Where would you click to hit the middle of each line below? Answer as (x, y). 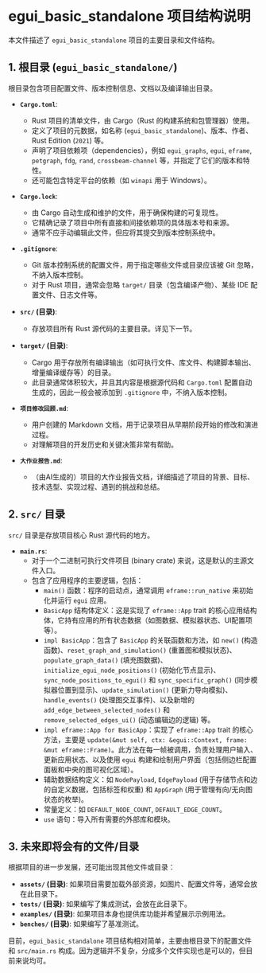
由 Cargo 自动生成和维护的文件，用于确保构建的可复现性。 (127, 213)
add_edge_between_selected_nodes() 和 (107, 709)
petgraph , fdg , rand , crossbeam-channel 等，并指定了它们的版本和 (137, 160)
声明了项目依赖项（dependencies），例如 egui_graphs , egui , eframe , (142, 150)
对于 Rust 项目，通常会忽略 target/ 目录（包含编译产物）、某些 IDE (140, 284)
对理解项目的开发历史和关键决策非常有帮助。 (105, 444)
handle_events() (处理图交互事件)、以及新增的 (119, 699)
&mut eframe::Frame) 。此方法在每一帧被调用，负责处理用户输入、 (150, 749)
